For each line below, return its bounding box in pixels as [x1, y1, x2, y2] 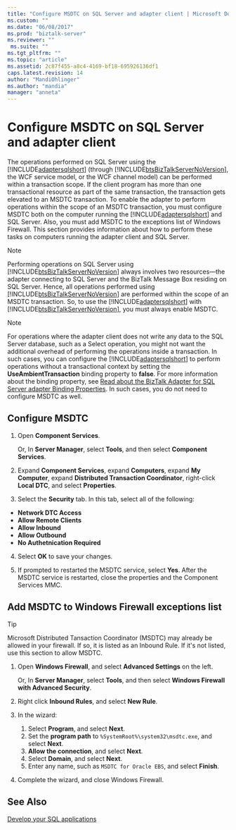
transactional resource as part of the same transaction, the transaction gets [7, 188, 226, 196]
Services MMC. [17, 580, 63, 589]
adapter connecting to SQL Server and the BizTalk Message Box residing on [7, 275, 227, 283]
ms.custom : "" [7, 17, 49, 24]
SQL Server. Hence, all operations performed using [7, 283, 155, 291]
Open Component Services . [17, 431, 100, 439]
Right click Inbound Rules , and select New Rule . [17, 697, 158, 705]
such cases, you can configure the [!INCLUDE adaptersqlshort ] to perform [7, 355, 221, 363]
